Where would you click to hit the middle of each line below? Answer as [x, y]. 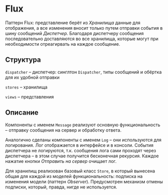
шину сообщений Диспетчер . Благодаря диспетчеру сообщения [74, 33]
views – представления [30, 96]
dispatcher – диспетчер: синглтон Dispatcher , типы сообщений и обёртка [83, 72]
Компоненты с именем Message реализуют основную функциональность [83, 125]
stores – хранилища [26, 87]
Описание [22, 113]
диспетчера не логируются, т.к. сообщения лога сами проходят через [81, 150]
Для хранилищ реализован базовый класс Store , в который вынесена [80, 171]
